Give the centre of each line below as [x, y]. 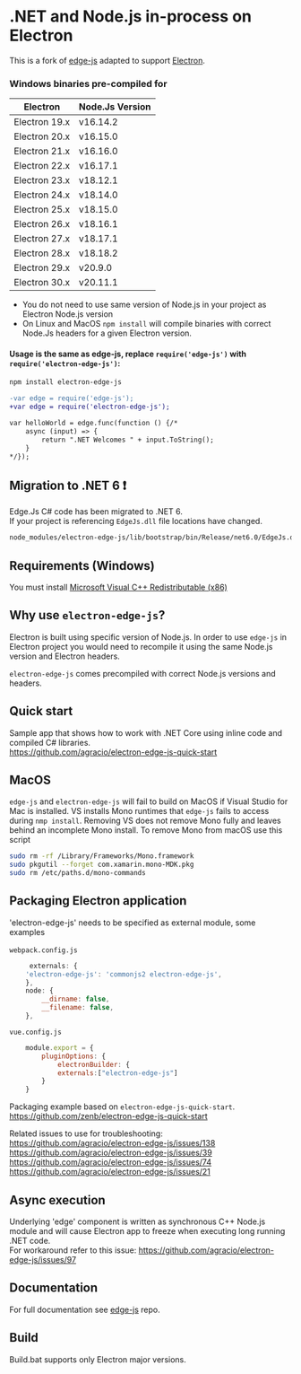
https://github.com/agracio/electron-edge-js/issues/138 [112, 1143]
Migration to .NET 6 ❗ [68, 485]
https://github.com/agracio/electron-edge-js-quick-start [113, 752]
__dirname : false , [76, 999]
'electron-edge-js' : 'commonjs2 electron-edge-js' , [124, 974]
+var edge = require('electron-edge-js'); [90, 407]
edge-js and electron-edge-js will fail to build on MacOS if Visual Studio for [149, 801]
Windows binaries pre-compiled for [88, 83]
